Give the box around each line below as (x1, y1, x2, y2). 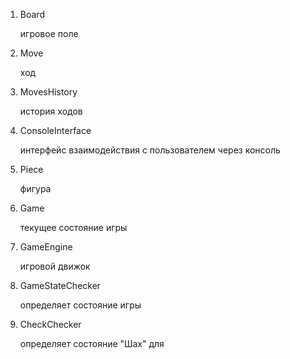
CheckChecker (19, 319, 82, 330)
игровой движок (19, 260, 91, 272)
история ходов (19, 105, 83, 117)
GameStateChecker (19, 280, 102, 291)
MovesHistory (19, 86, 78, 98)
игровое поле (19, 28, 79, 39)
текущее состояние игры (19, 222, 128, 233)
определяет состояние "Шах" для (19, 338, 165, 349)
